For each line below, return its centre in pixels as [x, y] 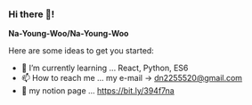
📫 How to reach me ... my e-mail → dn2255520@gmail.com [131, 78]
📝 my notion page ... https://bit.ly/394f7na [98, 91]
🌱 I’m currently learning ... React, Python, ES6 [105, 68]
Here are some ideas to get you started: [81, 51]
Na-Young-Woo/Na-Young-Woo [69, 34]
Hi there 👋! [32, 14]
